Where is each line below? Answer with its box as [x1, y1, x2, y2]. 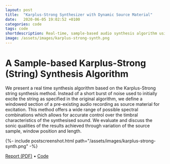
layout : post [5, 7, 33, 13]
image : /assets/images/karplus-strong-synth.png [5, 36, 110, 41]
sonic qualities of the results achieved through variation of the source [5, 122, 150, 129]
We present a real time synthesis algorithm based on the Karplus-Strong [5, 85, 156, 91]
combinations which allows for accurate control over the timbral [5, 112, 138, 118]
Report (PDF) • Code [5, 153, 49, 159]
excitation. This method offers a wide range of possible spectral [5, 106, 138, 112]
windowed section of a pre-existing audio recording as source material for [5, 101, 160, 107]
